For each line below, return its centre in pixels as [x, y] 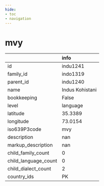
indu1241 [73, 66]
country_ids [21, 177]
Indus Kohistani [79, 90]
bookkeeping [22, 98]
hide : [10, 9]
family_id [17, 74]
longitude [18, 121]
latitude [16, 114]
